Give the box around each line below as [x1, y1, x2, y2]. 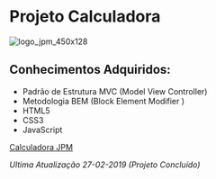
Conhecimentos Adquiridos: [9, 62, 171, 77]
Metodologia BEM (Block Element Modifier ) [22, 95, 185, 106]
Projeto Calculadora [9, 6, 161, 27]
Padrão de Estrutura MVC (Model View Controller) [22, 85, 208, 96]
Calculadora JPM [9, 141, 74, 152]
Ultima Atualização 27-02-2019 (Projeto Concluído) [9, 159, 201, 170]
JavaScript [22, 124, 63, 135]
